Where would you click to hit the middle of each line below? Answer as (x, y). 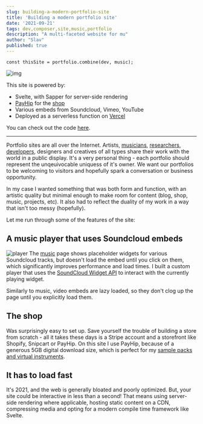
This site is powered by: (36, 85)
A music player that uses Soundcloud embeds (95, 239)
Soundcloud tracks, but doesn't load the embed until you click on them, (95, 260)
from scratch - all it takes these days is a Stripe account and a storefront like (101, 337)
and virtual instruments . (36, 356)
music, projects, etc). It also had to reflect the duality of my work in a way (98, 201)
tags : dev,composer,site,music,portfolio (59, 29)
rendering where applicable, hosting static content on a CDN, (94, 403)
